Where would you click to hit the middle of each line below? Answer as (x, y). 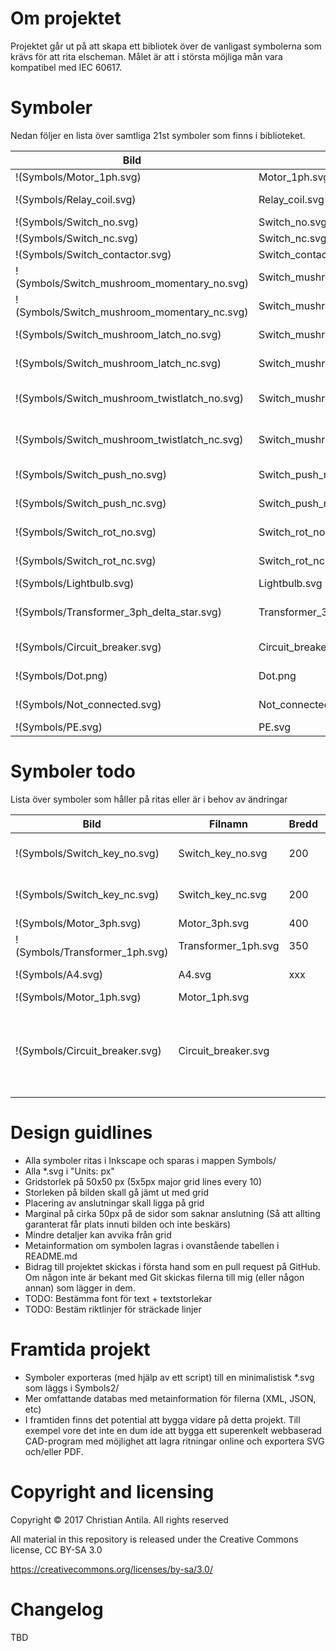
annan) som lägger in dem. (80, 1288)
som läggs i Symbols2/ (72, 1388)
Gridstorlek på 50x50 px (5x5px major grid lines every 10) (143, 1181)
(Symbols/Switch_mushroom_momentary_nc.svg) (132, 312)
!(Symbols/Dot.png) (61, 675)
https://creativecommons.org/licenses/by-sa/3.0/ (111, 1569)
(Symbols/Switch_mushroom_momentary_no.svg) (132, 283)
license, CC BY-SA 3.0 (56, 1549)
